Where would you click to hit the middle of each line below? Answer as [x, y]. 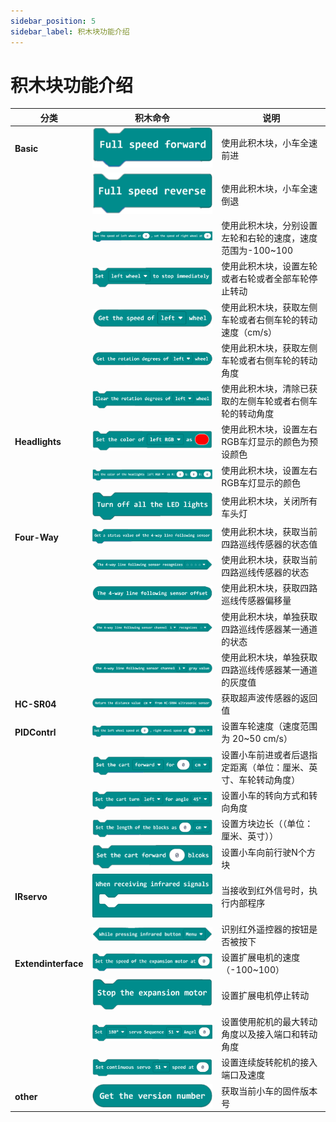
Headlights [38, 441]
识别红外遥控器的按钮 [265, 929]
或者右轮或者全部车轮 [265, 279]
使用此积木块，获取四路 [269, 588]
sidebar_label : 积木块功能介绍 [70, 31]
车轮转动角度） [269, 779]
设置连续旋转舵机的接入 [269, 1062]
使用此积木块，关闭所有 [269, 501]
